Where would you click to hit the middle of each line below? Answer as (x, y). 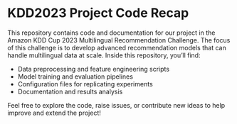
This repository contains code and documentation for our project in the (111, 33)
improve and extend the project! (54, 113)
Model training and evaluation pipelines (75, 77)
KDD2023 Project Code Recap (98, 13)
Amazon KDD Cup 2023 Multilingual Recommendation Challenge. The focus (119, 40)
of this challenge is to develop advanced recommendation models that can (117, 47)
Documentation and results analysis (70, 91)
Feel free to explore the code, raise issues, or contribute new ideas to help (116, 105)
